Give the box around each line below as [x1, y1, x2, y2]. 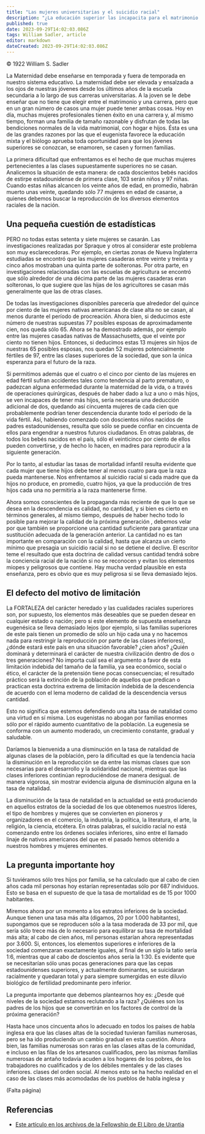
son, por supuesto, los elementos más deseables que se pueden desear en [6, 610, 196, 618]
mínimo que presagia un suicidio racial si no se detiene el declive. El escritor [6, 544, 199, 551]
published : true [6, 20, 48, 26]
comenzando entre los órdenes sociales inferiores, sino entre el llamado [6, 829, 188, 836]
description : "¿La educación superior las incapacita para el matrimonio [6, 15, 199, 21]
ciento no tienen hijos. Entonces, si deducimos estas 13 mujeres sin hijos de [6, 338, 198, 346]
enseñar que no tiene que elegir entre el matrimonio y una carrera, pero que [6, 98, 198, 105]
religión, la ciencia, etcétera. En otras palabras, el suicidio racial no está [6, 822, 187, 829]
